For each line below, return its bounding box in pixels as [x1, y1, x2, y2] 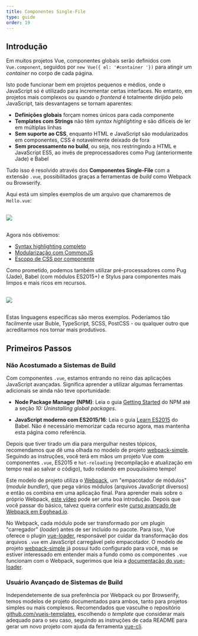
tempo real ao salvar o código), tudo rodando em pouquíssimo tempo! [6, 465, 176, 472]
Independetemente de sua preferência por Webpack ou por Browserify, [6, 592, 180, 599]
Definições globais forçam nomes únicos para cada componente [14, 112, 174, 119]
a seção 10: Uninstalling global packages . [14, 405, 116, 412]
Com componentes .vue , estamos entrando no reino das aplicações [6, 374, 171, 381]
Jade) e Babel [14, 155, 49, 162]
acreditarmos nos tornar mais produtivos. [6, 326, 107, 334]
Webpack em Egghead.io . [6, 508, 69, 515]
